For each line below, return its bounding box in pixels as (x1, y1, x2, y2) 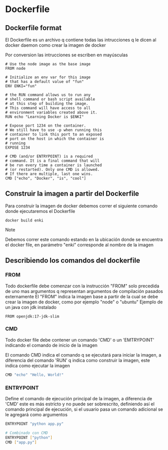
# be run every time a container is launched (5, 163, 102, 168)
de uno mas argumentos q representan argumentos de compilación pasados (5, 288, 163, 294)
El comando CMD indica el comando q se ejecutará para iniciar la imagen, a (5, 352, 161, 358)
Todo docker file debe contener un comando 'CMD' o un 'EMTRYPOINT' (5, 336, 154, 343)
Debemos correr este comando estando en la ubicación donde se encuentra (5, 236, 163, 242)
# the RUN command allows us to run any (5, 92, 91, 97)
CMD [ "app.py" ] (5, 439, 37, 445)
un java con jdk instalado (5, 304, 57, 310)
